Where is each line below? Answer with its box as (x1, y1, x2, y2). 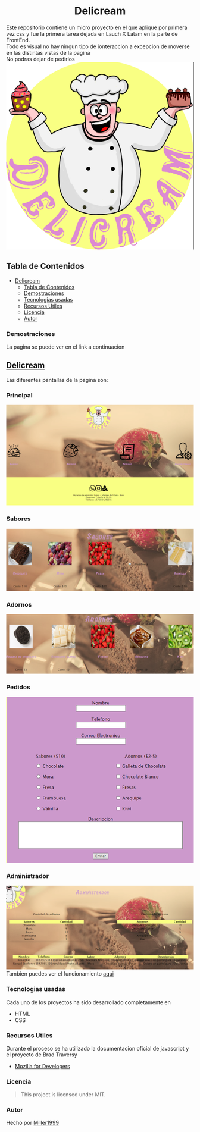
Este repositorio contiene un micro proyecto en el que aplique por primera (6, 24, 187, 31)
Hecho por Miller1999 (6, 1120, 60, 1127)
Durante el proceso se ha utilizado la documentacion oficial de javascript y (6, 1045, 189, 1052)
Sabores (6, 515, 31, 523)
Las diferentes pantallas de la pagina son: (6, 376, 108, 383)
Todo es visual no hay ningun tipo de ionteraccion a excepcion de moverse (6, 43, 190, 50)
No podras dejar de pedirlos (6, 55, 76, 62)
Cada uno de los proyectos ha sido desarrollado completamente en (6, 998, 171, 1006)
